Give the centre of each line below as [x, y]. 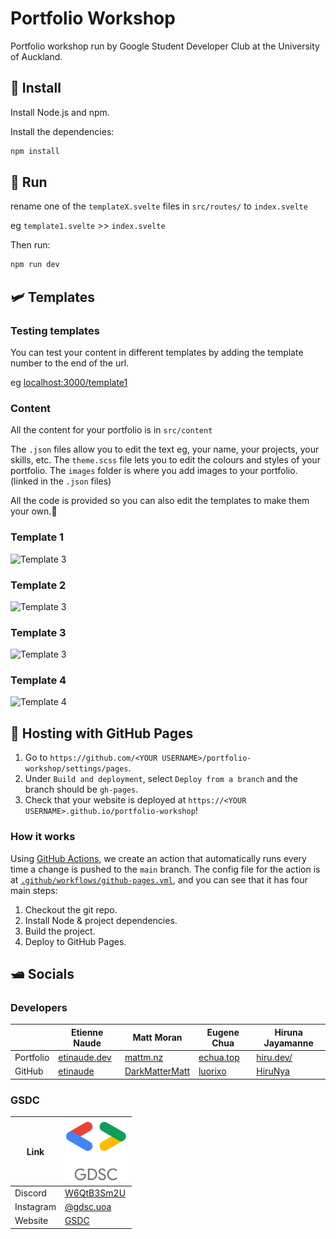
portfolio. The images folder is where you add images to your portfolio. [154, 471]
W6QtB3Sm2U [95, 1193]
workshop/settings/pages [76, 769]
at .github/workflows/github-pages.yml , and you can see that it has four [159, 879]
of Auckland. [36, 56]
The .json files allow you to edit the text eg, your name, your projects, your [165, 449]
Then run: [30, 245]
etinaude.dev [85, 1058]
